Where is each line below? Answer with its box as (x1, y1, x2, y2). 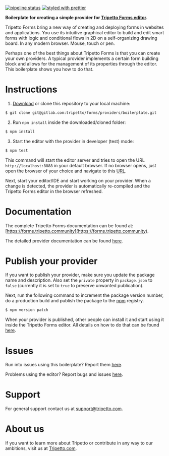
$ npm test (5, 148, 28, 153)
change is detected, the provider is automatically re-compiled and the (5, 183, 150, 189)
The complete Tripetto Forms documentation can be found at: (5, 222, 134, 229)
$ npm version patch (5, 307, 49, 312)
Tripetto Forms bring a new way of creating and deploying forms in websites (5, 24, 164, 30)
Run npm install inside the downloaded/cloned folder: (12, 119, 126, 125)
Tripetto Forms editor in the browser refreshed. (5, 188, 103, 194)
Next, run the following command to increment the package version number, (5, 292, 164, 298)
